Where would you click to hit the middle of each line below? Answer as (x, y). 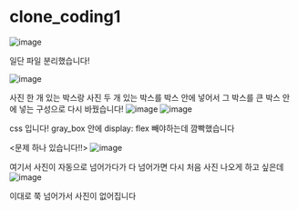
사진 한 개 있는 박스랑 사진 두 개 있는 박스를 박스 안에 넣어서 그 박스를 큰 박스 (145, 97)
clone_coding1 (65, 17)
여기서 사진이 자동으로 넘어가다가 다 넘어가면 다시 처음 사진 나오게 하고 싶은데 (147, 166)
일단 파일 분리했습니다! (50, 60)
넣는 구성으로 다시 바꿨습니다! (72, 109)
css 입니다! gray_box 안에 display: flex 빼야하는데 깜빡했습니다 (122, 128)
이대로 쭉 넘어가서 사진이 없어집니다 (73, 195)
